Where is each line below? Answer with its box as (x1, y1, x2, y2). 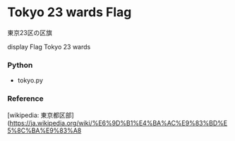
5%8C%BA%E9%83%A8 (7, 126, 82, 135)
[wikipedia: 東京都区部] (7, 111, 74, 119)
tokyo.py (17, 76, 44, 85)
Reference (7, 94, 44, 104)
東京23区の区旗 (7, 28, 53, 37)
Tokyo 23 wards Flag (7, 4, 132, 20)
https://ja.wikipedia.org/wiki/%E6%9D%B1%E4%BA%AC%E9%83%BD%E (9, 118, 228, 127)
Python (7, 60, 33, 70)
